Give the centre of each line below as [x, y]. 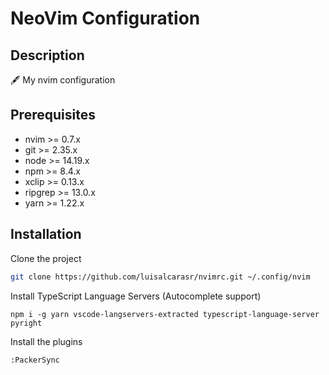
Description [47, 55]
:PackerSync [35, 360]
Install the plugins [46, 341]
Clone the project [46, 258]
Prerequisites [53, 115]
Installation [46, 234]
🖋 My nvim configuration [63, 80]
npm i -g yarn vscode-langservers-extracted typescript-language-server [165, 314]
